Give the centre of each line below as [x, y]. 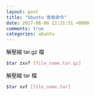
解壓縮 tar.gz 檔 [25, 52]
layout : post [22, 12]
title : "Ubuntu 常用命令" [37, 17]
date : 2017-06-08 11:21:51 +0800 [48, 23]
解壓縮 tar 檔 [22, 75]
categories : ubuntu [30, 34]
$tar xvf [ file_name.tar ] [38, 87]
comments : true [25, 28]
